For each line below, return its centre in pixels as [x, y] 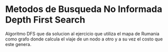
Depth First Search [45, 20]
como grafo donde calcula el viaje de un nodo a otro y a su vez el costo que [84, 39]
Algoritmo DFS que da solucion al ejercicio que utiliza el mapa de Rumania [82, 33]
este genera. [18, 44]
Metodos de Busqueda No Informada [84, 9]
